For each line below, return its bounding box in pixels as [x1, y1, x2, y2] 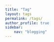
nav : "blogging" [14, 29, 48, 34]
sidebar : [5, 25, 23, 30]
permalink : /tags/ [5, 16, 43, 21]
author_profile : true [5, 20, 50, 26]
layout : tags [5, 12, 32, 16]
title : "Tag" [5, 7, 32, 12]
